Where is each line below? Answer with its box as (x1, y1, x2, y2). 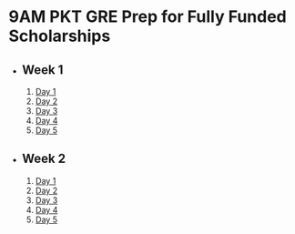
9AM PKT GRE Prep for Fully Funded (8, 6, 288, 27)
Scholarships (8, 25, 111, 46)
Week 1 (21, 62, 64, 77)
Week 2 (21, 151, 66, 167)
